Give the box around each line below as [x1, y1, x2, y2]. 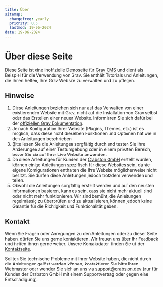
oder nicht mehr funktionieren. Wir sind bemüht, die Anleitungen [12, 193, 141, 199]
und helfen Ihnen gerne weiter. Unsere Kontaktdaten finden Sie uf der [5, 241, 145, 247]
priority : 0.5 [9, 21, 38, 26]
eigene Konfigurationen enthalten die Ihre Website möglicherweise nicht [12, 167, 157, 173]
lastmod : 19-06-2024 [9, 25, 51, 30]
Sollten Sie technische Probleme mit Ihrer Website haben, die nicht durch [5, 255, 152, 262]
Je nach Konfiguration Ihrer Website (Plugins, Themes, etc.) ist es [12, 125, 144, 131]
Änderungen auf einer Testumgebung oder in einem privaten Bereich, [12, 146, 152, 152]
